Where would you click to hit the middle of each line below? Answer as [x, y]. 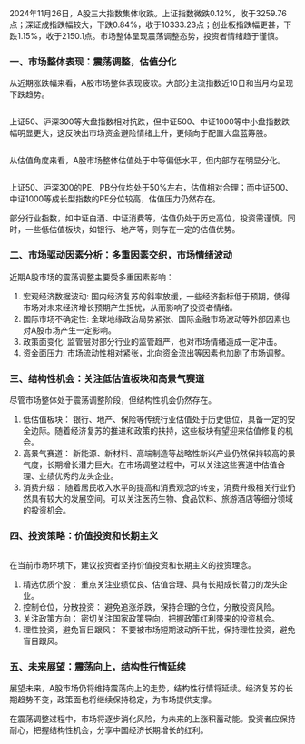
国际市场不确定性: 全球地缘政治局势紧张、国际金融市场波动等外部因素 [152, 318]
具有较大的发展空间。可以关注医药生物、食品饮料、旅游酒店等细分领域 [162, 498]
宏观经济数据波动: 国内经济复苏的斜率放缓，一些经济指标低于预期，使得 [156, 296]
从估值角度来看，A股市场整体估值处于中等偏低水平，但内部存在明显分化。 [148, 161]
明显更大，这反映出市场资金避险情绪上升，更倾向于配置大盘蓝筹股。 [144, 133]
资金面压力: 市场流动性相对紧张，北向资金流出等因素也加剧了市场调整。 [156, 353]
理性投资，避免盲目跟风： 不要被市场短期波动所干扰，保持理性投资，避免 [159, 630]
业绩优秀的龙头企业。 [79, 475]
